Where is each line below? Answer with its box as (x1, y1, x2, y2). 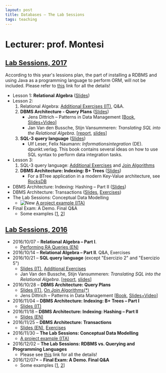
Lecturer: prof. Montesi (5, 38, 104, 50)
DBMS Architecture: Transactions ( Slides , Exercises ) (12, 189, 122, 195)
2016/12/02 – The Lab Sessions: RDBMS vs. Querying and (12, 341, 135, 347)
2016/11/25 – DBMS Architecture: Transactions (12, 319, 112, 325)
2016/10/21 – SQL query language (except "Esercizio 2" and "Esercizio (12, 255, 160, 261)
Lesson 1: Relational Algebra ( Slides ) (12, 92, 90, 99)
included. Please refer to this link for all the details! (5, 83, 110, 89)
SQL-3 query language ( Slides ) (20, 135, 86, 142)
